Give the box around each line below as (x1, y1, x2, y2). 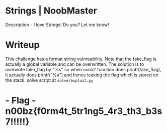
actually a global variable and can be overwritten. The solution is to (5, 61, 144, 67)
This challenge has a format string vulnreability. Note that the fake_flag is (5, 56, 157, 62)
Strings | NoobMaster (5, 5, 97, 17)
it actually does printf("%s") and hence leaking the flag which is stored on (5, 72, 158, 78)
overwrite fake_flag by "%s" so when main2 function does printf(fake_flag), (5, 66, 161, 72)
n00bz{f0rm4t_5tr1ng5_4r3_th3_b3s (5, 105, 162, 117)
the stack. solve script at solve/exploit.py (5, 77, 94, 83)
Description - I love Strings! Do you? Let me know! (5, 22, 109, 28)
